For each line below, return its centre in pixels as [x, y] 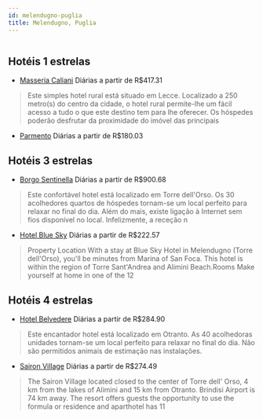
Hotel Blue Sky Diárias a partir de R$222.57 [89, 235]
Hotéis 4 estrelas [51, 300]
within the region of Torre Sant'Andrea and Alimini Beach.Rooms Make [141, 267]
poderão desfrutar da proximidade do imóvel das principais [123, 121]
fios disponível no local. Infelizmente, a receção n [108, 220]
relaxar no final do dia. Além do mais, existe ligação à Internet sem [135, 211]
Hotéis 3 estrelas [50, 161]
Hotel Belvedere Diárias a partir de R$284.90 [92, 318]
